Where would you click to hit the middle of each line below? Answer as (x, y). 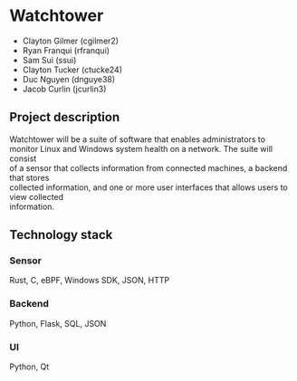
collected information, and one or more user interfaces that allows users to (148, 187)
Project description (65, 117)
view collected (37, 196)
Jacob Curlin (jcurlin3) (64, 89)
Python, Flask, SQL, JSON (58, 323)
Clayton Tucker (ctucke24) (72, 70)
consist (23, 158)
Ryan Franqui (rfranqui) (66, 50)
